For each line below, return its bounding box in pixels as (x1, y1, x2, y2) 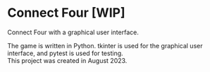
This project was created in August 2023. (7, 56, 128, 64)
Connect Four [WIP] (7, 5, 125, 21)
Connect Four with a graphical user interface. (7, 28, 139, 36)
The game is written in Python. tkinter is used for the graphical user (7, 41, 203, 50)
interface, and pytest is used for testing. (7, 49, 123, 57)
